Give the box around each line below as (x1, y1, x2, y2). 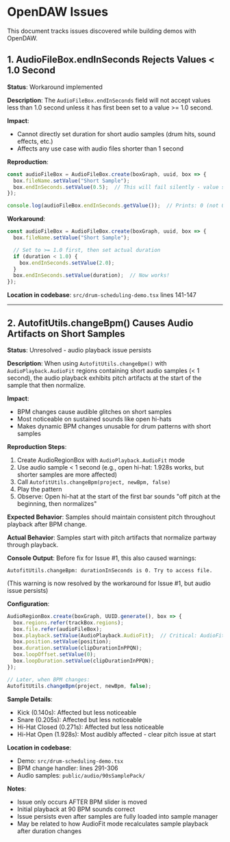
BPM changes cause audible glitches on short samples (16, 407, 172, 416)
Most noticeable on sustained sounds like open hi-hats (16, 415, 172, 423)
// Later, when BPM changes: (7, 676, 90, 683)
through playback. (7, 540, 59, 548)
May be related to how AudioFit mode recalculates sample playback (16, 819, 209, 828)
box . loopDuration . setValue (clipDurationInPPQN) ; (13, 658, 155, 665)
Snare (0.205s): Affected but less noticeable (16, 715, 142, 724)
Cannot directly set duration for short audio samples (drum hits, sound (16, 129, 216, 138)
